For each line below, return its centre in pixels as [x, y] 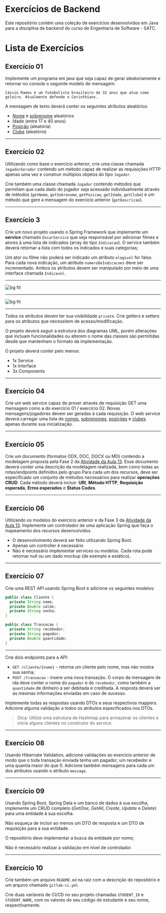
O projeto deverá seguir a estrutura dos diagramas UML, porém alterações [81, 331]
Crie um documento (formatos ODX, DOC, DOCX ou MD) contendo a [75, 456]
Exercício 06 [25, 508]
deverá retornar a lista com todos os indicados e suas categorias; [72, 248]
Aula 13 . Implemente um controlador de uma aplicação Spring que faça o [79, 525]
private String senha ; [33, 611]
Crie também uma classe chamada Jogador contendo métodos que [73, 184]
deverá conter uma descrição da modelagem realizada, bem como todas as [82, 467]
